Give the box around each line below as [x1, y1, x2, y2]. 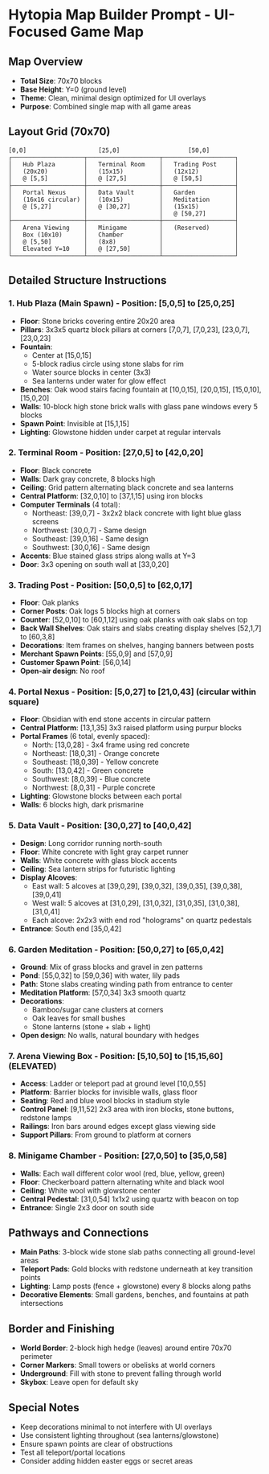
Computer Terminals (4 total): [19, 499, 120, 509]
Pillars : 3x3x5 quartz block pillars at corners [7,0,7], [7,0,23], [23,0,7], [19, 324, 251, 335]
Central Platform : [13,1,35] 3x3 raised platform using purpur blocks [19, 723, 243, 733]
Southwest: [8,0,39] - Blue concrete [31, 774, 151, 784]
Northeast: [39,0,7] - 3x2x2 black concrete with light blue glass [31, 508, 242, 518]
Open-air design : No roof [19, 666, 106, 676]
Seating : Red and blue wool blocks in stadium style [19, 1096, 190, 1106]
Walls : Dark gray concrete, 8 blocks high [19, 474, 156, 483]
